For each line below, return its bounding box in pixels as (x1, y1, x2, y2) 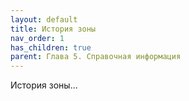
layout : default (10, 14, 78, 25)
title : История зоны (10, 24, 97, 34)
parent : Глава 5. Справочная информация (10, 52, 182, 62)
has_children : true (10, 42, 92, 53)
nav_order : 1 (10, 33, 65, 43)
